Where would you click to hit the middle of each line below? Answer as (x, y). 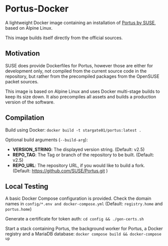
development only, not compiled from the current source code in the (76, 71)
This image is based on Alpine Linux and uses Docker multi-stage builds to (82, 91)
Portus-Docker (37, 9)
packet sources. (22, 81)
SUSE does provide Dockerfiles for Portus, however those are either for (79, 65)
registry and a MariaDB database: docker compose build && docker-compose (83, 234)
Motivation (23, 53)
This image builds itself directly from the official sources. (64, 38)
